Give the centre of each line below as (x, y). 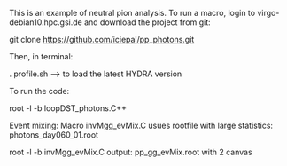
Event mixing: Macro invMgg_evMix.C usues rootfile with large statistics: (141, 125)
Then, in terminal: (41, 56)
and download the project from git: (147, 22)
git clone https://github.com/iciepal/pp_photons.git (102, 40)
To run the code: (39, 91)
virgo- (268, 13)
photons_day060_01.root (54, 135)
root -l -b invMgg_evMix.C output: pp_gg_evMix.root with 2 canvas (131, 152)
